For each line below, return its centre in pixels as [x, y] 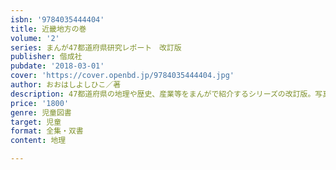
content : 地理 [38, 141]
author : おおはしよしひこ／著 [66, 85]
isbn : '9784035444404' [57, 19]
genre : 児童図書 [41, 112]
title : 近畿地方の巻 [48, 29]
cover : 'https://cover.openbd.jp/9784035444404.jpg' [122, 76]
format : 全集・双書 [47, 131]
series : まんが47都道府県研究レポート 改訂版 [96, 47]
